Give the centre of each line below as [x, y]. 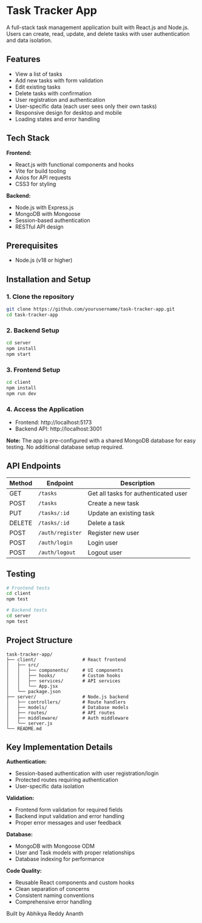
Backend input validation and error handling [70, 816]
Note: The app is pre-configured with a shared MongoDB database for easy [101, 440]
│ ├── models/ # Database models [68, 707]
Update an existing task [121, 513]
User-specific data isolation [49, 787]
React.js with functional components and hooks [75, 164]
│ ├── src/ [23, 665]
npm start [19, 354]
